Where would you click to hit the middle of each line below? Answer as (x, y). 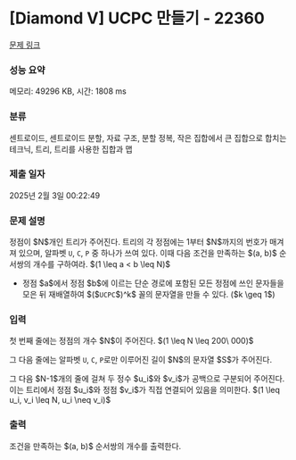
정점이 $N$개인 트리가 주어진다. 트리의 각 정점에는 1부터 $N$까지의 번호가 (138, 242)
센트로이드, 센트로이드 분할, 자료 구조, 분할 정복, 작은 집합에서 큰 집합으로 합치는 (148, 138)
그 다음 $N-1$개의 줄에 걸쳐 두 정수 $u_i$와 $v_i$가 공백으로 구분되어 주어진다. (147, 379)
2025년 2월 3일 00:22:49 (55, 195)
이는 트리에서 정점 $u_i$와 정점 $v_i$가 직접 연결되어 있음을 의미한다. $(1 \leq (145, 390)
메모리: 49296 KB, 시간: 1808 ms (68, 91)
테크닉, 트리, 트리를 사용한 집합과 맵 (71, 149)
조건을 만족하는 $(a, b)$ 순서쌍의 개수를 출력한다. (95, 446)
